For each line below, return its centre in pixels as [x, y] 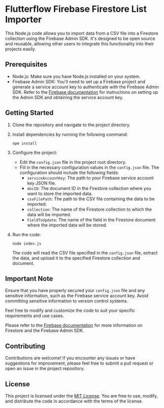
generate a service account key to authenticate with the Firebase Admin [85, 87]
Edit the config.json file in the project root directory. [73, 162]
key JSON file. [41, 183]
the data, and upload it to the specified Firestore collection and [76, 258]
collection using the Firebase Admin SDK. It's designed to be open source [80, 38]
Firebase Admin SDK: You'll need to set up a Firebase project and [79, 81]
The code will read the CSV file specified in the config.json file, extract [85, 253]
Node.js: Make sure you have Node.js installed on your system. [76, 76]
